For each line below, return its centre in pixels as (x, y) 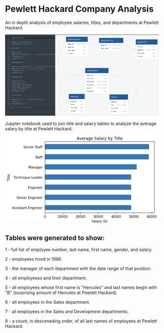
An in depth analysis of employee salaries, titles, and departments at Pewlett (82, 22)
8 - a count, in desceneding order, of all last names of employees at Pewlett (81, 321)
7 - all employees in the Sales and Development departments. (67, 312)
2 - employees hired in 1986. (34, 259)
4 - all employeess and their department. (46, 278)
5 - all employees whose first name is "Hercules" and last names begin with (81, 287)
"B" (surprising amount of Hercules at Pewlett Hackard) (61, 292)
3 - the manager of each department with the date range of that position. (78, 269)
